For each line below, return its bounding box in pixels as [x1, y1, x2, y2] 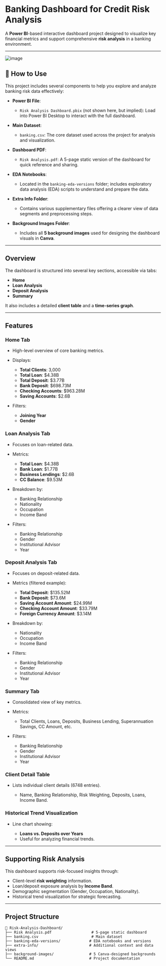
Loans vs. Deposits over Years [19, 830, 83, 836]
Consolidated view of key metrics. [12, 699, 82, 705]
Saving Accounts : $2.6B [19, 393, 71, 399]
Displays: [12, 357, 31, 363]
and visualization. [19, 137, 56, 143]
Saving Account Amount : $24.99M [19, 600, 92, 606]
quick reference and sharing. [19, 161, 79, 167]
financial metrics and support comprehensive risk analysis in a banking [5, 36, 151, 42]
